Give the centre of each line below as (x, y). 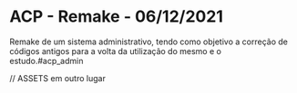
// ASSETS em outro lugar (58, 78)
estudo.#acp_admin (46, 60)
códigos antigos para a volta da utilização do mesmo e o (115, 51)
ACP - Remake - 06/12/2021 (116, 17)
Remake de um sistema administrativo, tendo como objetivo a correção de (149, 42)
